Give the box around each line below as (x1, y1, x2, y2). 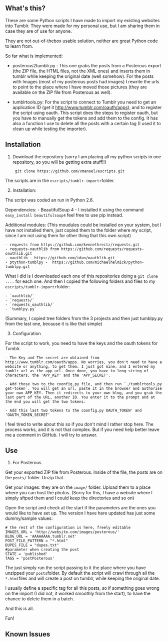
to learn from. (5, 43, 33, 49)
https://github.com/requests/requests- (60, 246, 144, 252)
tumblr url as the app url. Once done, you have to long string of (5, 368, 149, 373)
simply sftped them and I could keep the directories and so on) (5, 495, 134, 501)
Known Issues (5, 630, 50, 638)
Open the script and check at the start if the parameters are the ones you (5, 505, 156, 511)
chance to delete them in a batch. (5, 596, 74, 602)
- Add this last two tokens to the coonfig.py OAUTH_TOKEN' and (5, 408, 142, 413)
